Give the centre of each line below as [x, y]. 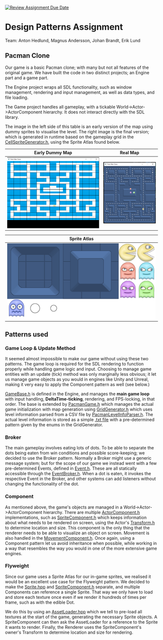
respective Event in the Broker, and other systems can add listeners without [81, 479]
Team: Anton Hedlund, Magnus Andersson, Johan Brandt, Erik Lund [73, 40]
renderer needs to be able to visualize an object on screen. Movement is [77, 533]
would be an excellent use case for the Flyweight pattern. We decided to [77, 581]
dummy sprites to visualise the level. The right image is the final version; [77, 131]
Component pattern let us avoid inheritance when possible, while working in [81, 543]
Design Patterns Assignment [64, 27]
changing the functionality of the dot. [42, 484]
